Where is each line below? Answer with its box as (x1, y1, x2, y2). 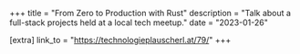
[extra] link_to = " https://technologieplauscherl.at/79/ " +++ (9, 35, 232, 45)
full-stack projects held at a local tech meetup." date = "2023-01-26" (9, 17, 269, 28)
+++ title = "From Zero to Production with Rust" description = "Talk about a (9, 8, 292, 18)
